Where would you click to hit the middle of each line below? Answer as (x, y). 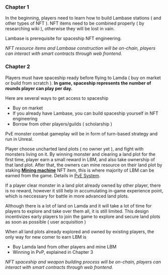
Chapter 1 (17, 7)
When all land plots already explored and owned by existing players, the (80, 231)
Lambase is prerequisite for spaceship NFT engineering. (63, 38)
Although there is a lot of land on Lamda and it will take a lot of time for (78, 205)
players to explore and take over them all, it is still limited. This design (77, 211)
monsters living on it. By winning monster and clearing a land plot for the (80, 154)
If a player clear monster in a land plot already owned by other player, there (83, 185)
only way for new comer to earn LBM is (46, 237)
